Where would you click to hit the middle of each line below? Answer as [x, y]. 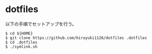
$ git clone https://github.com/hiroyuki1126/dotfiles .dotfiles [76, 38]
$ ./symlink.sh [21, 46]
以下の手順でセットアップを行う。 [41, 24]
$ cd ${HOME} [19, 33]
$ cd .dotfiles [21, 42]
